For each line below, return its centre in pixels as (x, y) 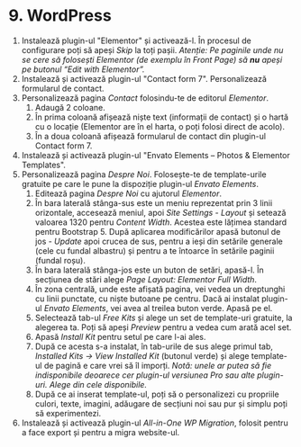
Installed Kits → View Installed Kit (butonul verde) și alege (142, 355)
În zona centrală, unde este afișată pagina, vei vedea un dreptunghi (160, 289)
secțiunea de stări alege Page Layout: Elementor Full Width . (146, 279)
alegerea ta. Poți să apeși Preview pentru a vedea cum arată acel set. (163, 327)
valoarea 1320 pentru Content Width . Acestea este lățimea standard (161, 222)
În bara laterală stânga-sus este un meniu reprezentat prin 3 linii (154, 202)
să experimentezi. (68, 413)
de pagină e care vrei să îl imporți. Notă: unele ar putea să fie (158, 365)
